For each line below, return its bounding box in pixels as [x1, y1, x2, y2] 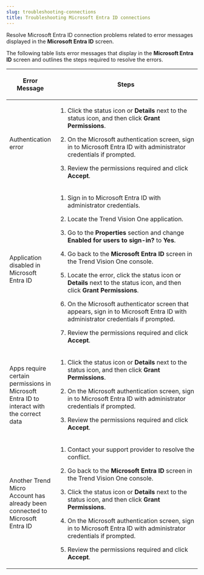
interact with [9, 402, 46, 410]
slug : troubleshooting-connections [6, 8, 97, 15]
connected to [9, 506, 47, 515]
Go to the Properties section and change [67, 228, 185, 237]
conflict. [67, 452, 91, 461]
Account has [9, 491, 46, 500]
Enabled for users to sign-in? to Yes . [67, 236, 176, 244]
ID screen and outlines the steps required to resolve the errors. [6, 56, 164, 63]
